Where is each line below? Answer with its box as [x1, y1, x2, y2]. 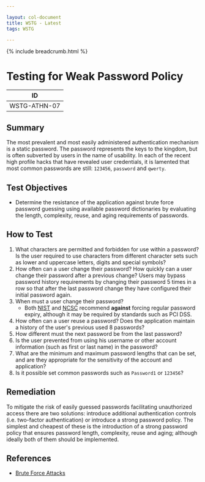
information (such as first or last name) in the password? [15, 343, 158, 350]
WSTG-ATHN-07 [9, 102, 61, 110]
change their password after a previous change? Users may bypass [15, 272, 186, 279]
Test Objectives [6, 182, 68, 193]
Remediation [6, 387, 56, 398]
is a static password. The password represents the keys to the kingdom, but [6, 145, 198, 153]
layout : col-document [6, 14, 62, 20]
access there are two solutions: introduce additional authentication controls [6, 409, 196, 417]
